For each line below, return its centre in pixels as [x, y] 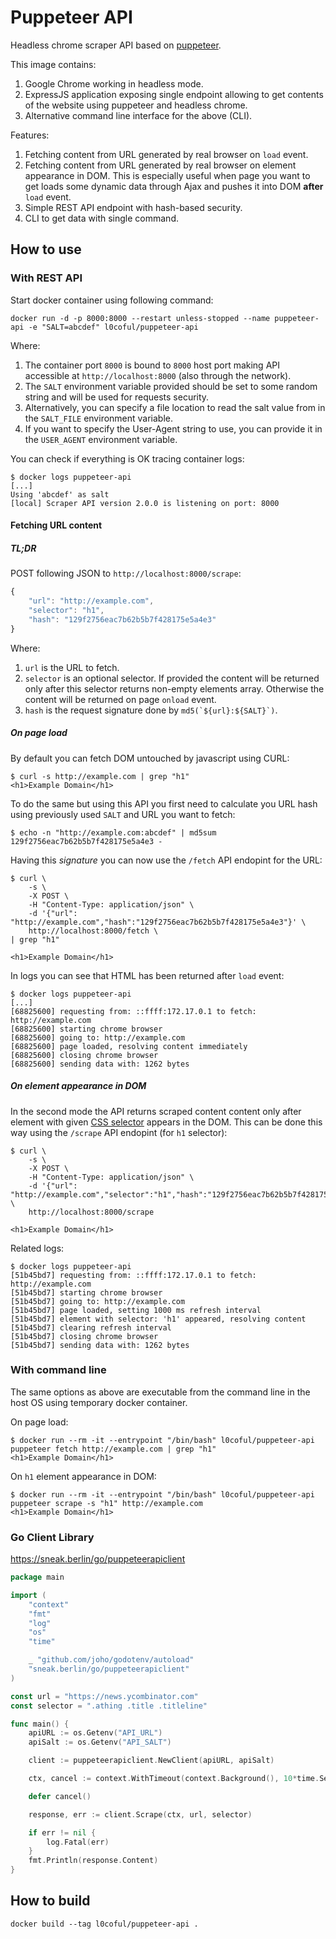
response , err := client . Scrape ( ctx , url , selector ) [140, 1814]
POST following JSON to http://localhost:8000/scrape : [126, 573]
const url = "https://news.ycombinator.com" [104, 1696]
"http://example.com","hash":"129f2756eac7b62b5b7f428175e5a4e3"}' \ [158, 922]
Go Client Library [52, 1537]
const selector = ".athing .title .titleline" [109, 1706]
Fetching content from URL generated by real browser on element [160, 165]
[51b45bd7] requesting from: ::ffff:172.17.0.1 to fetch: [133, 1275]
